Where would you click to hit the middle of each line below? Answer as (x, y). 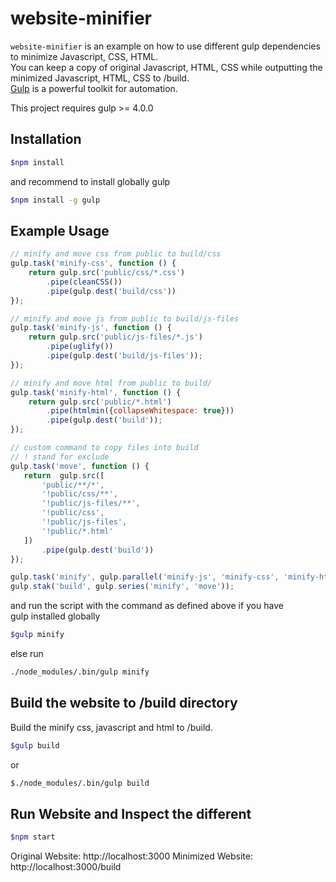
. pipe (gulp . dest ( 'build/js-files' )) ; (124, 356)
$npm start (33, 837)
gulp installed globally (55, 616)
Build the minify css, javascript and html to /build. (111, 727)
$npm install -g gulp (55, 200)
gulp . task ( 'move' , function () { (80, 466)
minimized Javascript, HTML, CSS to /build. (100, 78)
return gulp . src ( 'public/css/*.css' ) (107, 273)
